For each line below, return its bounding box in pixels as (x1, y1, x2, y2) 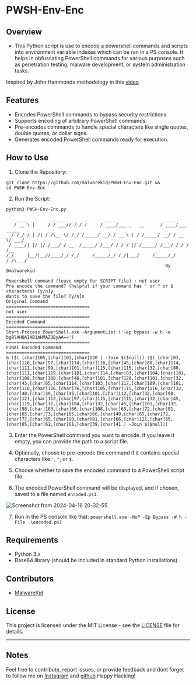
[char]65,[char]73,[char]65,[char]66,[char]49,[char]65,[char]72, (6, 411, 171, 417)
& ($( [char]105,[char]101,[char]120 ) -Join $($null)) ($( (6, 354, 156, 360)
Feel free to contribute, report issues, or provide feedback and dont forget (6, 666, 184, 673)
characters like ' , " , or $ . (14, 455, 73, 462)
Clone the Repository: (14, 168, 67, 175)
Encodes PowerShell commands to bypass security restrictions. (14, 111, 168, 118)
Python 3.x (14, 550, 41, 557)
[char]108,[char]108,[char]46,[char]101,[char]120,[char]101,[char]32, (6, 375, 184, 381)
